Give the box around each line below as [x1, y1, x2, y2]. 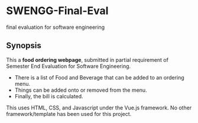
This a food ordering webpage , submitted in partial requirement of [6, 56, 168, 63]
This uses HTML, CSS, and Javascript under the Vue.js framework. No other [6, 104, 192, 111]
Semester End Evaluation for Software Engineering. [6, 62, 131, 69]
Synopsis [6, 41, 41, 51]
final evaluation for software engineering [6, 24, 105, 31]
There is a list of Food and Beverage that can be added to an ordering [14, 74, 184, 81]
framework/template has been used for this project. [6, 110, 132, 117]
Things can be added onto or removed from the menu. [14, 87, 147, 94]
